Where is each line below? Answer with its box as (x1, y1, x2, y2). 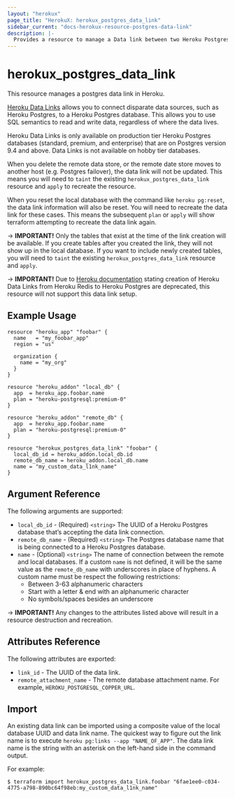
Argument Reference (7, 488, 101, 500)
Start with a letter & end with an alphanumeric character (27, 587, 189, 595)
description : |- (7, 29, 55, 37)
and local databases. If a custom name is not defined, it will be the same (17, 557, 222, 566)
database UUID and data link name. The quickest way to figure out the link (7, 729, 222, 738)
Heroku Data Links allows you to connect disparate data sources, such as (7, 103, 219, 112)
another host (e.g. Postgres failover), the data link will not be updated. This (7, 167, 222, 176)
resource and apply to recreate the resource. (7, 183, 136, 191)
